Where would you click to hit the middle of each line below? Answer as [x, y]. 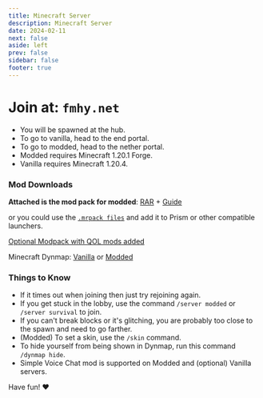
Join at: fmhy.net [64, 107]
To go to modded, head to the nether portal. [92, 147]
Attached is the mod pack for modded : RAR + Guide [95, 202]
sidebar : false [34, 61]
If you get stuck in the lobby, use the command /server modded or [128, 304]
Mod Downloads [41, 184]
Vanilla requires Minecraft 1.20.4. [74, 163]
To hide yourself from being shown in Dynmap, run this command [128, 346]
